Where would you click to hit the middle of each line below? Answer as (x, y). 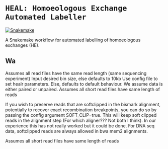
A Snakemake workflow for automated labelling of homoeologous (73, 40)
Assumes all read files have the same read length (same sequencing (76, 73)
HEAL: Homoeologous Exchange (66, 8)
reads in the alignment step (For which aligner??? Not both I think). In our (81, 120)
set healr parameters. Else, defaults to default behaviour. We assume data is (84, 84)
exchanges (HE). (22, 45)
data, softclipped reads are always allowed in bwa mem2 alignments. (77, 131)
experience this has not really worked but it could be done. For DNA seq (80, 126)
